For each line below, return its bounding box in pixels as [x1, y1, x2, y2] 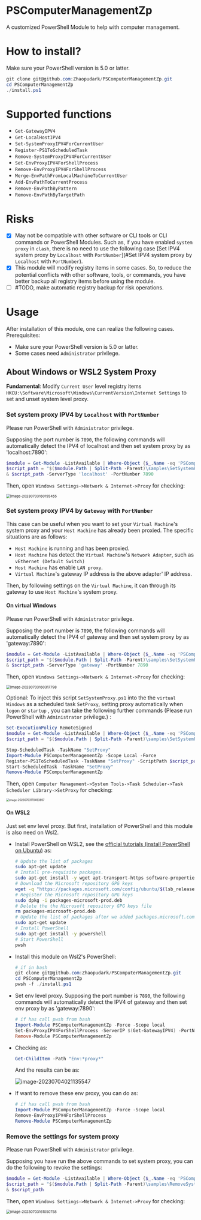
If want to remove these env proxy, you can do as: [14, 1090, 139, 1097]
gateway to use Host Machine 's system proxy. [6, 588, 118, 595]
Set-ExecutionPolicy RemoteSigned [6, 725, 93, 731]
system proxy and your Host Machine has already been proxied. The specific [6, 527, 194, 534]
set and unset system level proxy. [6, 396, 89, 403]
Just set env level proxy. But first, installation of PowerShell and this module [6, 822, 193, 829]
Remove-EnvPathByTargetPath [14, 192, 85, 198]
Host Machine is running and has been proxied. [14, 545, 130, 552]
